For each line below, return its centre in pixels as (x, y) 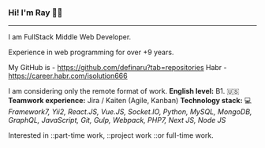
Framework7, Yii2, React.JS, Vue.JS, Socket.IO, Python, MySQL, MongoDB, (130, 112)
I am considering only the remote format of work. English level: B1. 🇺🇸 (124, 91)
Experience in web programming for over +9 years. (91, 52)
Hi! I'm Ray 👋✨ (35, 13)
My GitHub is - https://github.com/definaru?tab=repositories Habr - (118, 68)
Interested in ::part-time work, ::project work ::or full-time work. (111, 135)
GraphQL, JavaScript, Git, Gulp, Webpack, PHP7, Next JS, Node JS (117, 120)
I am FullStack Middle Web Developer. (70, 37)
